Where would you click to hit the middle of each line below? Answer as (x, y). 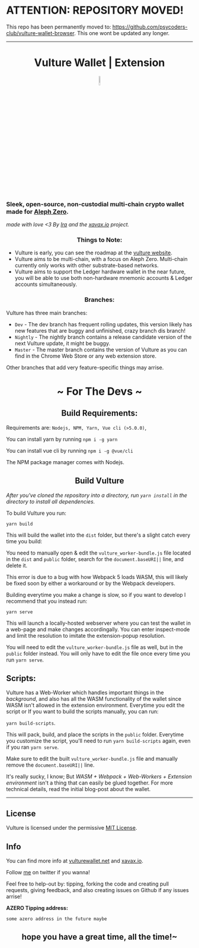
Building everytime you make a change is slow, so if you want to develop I (96, 594)
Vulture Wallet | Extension (99, 63)
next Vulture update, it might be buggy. (62, 343)
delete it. (17, 565)
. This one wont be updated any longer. (122, 33)
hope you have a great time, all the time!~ (99, 937)
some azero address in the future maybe (57, 919)
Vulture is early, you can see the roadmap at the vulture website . (94, 253)
